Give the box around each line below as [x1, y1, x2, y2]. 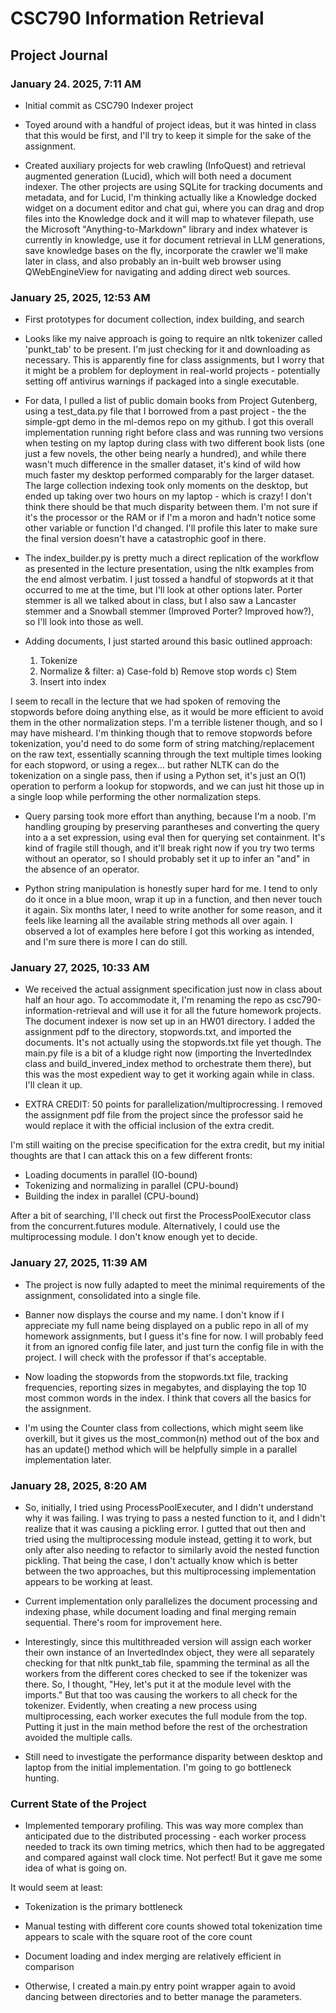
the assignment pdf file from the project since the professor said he [24, 1109, 304, 1121]
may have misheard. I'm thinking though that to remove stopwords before [10, 727, 313, 739]
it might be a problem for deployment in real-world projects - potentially [24, 365, 321, 377]
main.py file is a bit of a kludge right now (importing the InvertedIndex [24, 1047, 312, 1059]
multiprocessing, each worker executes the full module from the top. [24, 1710, 308, 1722]
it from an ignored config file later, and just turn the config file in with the [24, 1340, 324, 1352]
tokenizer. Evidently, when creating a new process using [24, 1700, 258, 1712]
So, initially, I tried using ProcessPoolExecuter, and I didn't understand [24, 1502, 314, 1514]
